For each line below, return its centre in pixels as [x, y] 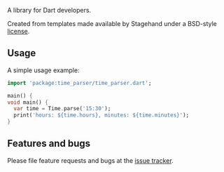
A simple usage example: [43, 70]
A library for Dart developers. [49, 10]
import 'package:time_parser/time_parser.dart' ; [79, 83]
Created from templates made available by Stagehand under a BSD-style [112, 24]
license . [19, 31]
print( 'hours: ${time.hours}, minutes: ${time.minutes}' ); [101, 115]
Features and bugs [49, 144]
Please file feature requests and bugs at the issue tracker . [90, 160]
